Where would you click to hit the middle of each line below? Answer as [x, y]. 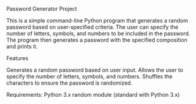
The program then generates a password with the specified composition [97, 40]
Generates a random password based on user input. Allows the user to [95, 70]
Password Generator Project [42, 9]
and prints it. [22, 46]
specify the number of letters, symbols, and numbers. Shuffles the [89, 76]
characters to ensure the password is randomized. [69, 83]
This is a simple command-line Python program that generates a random [97, 20]
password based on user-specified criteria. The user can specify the [92, 27]
